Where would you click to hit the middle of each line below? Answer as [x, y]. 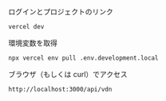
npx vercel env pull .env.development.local [83, 58]
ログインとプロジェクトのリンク [61, 12]
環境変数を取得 [33, 43]
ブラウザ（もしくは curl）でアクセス [68, 74]
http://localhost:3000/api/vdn [60, 89]
